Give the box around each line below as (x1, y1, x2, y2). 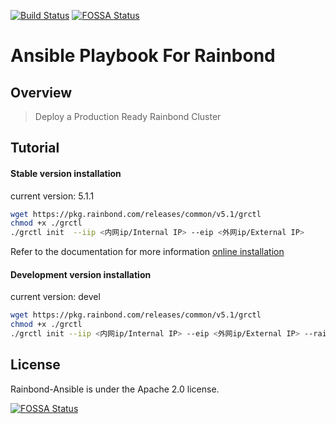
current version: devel (10, 291, 101, 303)
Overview (10, 84, 73, 101)
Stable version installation (10, 167, 122, 179)
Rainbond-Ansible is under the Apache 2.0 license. (10, 383, 220, 395)
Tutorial (10, 140, 60, 157)
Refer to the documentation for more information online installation (10, 246, 285, 258)
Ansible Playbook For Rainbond (10, 45, 276, 67)
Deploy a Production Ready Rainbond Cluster (34, 111, 222, 122)
